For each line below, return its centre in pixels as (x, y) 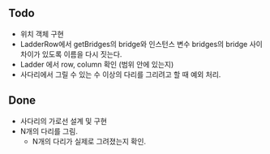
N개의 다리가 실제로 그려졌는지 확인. (89, 141)
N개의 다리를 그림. (49, 131)
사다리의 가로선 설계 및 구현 (64, 121)
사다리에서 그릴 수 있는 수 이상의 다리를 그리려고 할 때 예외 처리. (120, 74)
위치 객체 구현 (42, 34)
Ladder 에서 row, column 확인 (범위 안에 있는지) (97, 64)
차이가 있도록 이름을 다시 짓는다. (71, 54)
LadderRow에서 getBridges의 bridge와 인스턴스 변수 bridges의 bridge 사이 (141, 44)
